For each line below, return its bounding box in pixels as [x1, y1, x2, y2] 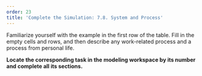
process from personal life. [6, 44, 75, 52]
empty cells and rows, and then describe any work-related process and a [6, 38, 192, 45]
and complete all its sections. [6, 62, 83, 70]
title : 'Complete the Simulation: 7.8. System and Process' [6, 15, 164, 21]
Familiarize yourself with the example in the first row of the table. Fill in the [6, 31, 195, 38]
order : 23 [6, 9, 32, 15]
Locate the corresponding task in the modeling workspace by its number [6, 56, 196, 63]
